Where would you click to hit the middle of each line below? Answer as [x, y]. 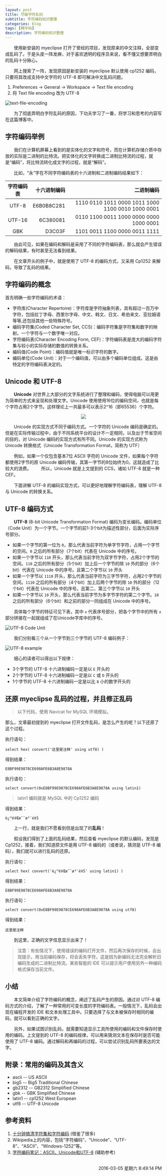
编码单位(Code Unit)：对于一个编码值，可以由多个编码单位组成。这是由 [85, 358]
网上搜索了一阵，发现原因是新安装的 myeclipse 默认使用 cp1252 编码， [86, 71]
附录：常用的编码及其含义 [44, 1065]
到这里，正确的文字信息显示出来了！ [51, 940]
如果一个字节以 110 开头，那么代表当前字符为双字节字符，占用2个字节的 [86, 557]
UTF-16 [18, 220]
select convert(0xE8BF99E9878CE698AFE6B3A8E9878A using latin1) [73, 788]
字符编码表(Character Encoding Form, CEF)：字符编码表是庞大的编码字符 [87, 339]
